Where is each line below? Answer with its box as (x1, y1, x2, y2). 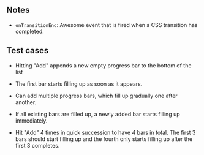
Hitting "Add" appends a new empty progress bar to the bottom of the (15, 61, 192, 69)
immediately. (15, 116, 48, 124)
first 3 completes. (15, 142, 60, 149)
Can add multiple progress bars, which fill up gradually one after (15, 92, 178, 99)
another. (15, 98, 37, 106)
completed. (15, 28, 44, 35)
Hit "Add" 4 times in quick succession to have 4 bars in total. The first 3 (15, 129, 196, 136)
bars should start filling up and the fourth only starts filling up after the (15, 135, 193, 143)
